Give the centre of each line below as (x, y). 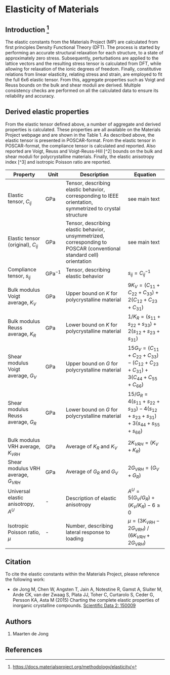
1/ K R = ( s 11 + (144, 317)
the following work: (25, 579)
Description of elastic (91, 498)
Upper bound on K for (92, 293)
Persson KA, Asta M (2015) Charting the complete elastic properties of (86, 600)
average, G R (22, 422)
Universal (19, 492)
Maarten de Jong (31, 634)
